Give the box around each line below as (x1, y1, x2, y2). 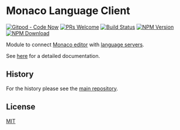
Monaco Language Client (6, 4, 130, 18)
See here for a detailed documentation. (6, 52, 101, 59)
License (6, 102, 36, 112)
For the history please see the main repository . (6, 85, 118, 92)
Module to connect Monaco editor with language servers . (6, 41, 144, 48)
